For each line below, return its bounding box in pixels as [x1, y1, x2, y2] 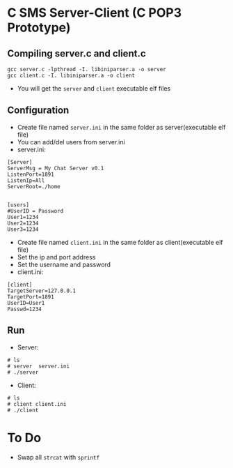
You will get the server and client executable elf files [17, 84, 171, 92]
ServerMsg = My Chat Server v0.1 [7, 165, 104, 172]
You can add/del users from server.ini [17, 137, 125, 146]
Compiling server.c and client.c [7, 47, 146, 59]
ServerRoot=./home [7, 183, 61, 190]
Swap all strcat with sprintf [17, 453, 99, 461]
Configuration [7, 105, 70, 116]
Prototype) [7, 20, 71, 36]
